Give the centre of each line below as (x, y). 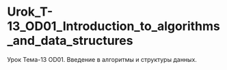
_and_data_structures (70, 41)
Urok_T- (30, 12)
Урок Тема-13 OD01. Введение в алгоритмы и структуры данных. (102, 59)
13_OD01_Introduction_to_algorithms (113, 26)
